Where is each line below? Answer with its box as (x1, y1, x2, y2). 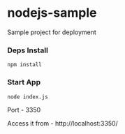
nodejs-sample (7, 5, 97, 21)
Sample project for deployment (7, 28, 96, 36)
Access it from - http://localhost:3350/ (7, 119, 119, 127)
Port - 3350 (7, 105, 41, 114)
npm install (7, 61, 42, 68)
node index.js (7, 93, 49, 100)
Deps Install (7, 45, 49, 55)
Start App (7, 77, 41, 87)
